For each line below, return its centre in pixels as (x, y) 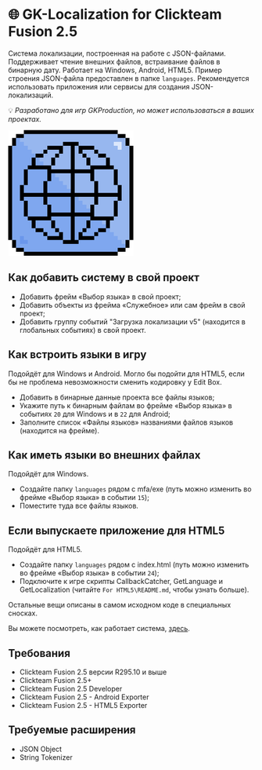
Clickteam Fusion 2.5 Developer (71, 689)
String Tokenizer (46, 757)
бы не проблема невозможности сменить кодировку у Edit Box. (115, 381)
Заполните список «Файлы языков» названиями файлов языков (126, 422)
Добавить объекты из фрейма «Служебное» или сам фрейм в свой (132, 305)
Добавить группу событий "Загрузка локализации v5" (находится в (133, 321)
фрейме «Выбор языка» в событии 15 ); (84, 498)
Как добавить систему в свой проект (104, 277)
